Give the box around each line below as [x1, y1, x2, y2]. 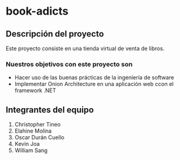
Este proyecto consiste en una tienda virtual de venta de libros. [6, 45, 165, 52]
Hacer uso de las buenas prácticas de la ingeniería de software [14, 74, 174, 81]
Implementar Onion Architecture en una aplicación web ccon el [14, 81, 174, 88]
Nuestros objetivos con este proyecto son [6, 60, 133, 68]
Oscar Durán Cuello [14, 134, 65, 141]
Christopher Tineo [14, 121, 61, 128]
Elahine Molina [14, 127, 52, 135]
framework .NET [14, 87, 56, 94]
